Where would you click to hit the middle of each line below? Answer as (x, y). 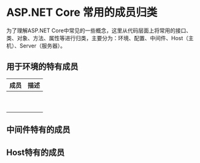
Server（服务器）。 (42, 46)
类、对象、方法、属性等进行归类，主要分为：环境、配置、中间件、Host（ (97, 38)
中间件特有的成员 (38, 130)
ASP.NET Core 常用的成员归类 (82, 12)
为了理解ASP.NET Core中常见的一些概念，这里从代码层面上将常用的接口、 (99, 30)
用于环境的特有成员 (42, 67)
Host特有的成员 (36, 152)
